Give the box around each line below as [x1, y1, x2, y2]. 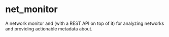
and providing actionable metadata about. [5, 25, 93, 31]
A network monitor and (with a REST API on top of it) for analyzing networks [5, 20, 164, 26]
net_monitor [5, 4, 58, 15]
